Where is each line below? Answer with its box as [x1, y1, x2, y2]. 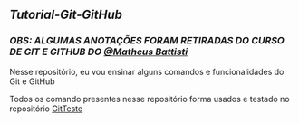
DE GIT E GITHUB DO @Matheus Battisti [9, 45, 188, 58]
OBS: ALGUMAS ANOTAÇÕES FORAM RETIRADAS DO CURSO [9, 34, 285, 47]
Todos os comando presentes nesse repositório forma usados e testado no [9, 93, 290, 104]
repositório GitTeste [9, 103, 83, 114]
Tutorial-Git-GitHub [9, 7, 122, 23]
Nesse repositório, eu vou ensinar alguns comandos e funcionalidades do [9, 66, 285, 77]
